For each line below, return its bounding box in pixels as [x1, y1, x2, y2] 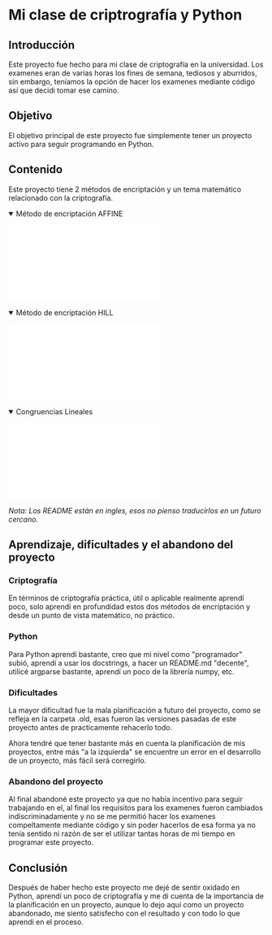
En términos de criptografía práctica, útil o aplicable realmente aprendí [8, 593, 244, 603]
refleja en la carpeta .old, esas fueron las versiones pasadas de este [8, 713, 237, 724]
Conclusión [8, 861, 68, 875]
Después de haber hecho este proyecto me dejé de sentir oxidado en [8, 883, 240, 893]
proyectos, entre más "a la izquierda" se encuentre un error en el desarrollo [8, 747, 261, 756]
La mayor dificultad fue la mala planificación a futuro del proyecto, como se [8, 705, 261, 715]
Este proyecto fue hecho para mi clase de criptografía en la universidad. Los [8, 59, 264, 69]
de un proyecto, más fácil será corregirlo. [8, 755, 147, 765]
